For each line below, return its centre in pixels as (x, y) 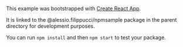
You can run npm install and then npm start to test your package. (86, 37)
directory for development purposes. (50, 26)
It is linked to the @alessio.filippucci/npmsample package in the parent (91, 20)
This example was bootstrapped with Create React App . (74, 9)
